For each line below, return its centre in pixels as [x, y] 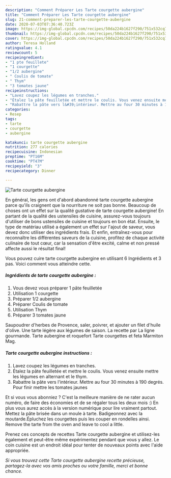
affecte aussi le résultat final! [36, 248]
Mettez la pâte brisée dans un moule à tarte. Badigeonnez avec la [74, 414]
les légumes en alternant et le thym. [50, 377]
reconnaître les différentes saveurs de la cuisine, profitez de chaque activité [85, 237]
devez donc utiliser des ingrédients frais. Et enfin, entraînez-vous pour [79, 232]
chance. [14, 471]
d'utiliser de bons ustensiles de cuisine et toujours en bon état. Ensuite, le [82, 221]
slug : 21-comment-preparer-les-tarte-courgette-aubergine [68, 19]
